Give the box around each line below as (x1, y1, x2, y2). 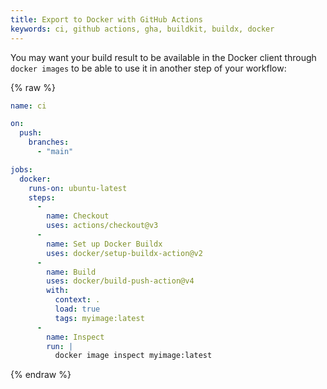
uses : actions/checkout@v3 (46, 221, 159, 231)
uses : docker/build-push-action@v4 (46, 276, 195, 286)
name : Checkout (46, 211, 110, 221)
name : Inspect (46, 332, 105, 342)
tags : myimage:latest (54, 313, 145, 323)
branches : (28, 137, 70, 148)
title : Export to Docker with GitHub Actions (10, 14, 203, 25)
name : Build (46, 267, 97, 277)
